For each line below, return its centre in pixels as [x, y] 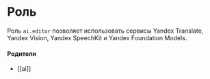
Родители [22, 53]
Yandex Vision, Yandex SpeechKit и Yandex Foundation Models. [97, 37]
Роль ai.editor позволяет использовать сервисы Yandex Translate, [105, 31]
